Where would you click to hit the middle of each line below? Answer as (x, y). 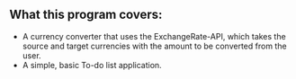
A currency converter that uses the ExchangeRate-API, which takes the (154, 36)
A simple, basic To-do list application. (92, 65)
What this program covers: (86, 15)
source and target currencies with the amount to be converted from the (154, 46)
